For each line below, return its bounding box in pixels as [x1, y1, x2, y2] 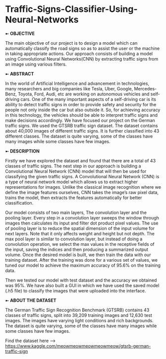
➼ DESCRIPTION [5, 148, 40, 154]
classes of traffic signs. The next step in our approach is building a [5, 163, 141, 169]
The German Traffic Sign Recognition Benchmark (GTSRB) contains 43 [5, 307, 150, 313]
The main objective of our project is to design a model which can [5, 40, 138, 46]
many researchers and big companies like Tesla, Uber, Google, [5, 85, 133, 91]
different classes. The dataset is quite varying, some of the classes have [5, 133, 153, 139]
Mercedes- [134, 85, 157, 91]
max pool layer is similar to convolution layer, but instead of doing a [5, 236, 143, 242]
